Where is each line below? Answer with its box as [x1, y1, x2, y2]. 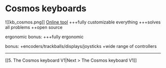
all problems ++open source [5, 24, 63, 30]
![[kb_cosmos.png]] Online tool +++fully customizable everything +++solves [5, 19, 161, 25]
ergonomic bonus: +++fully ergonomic [5, 34, 84, 40]
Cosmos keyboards [5, 3, 86, 14]
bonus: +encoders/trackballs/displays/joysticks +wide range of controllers [5, 43, 157, 49]
